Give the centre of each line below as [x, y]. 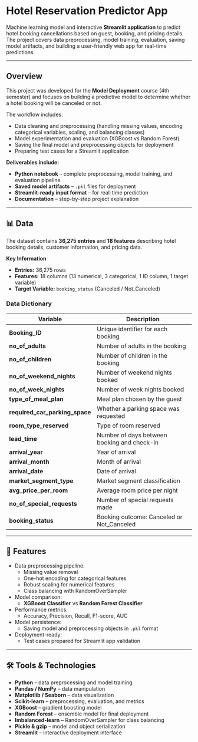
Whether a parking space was [138, 408]
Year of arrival [116, 452]
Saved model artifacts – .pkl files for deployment [75, 186]
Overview [24, 76]
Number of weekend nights [134, 372]
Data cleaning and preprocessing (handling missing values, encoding [98, 126]
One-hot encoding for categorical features [75, 578]
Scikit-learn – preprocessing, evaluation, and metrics [79, 701]
